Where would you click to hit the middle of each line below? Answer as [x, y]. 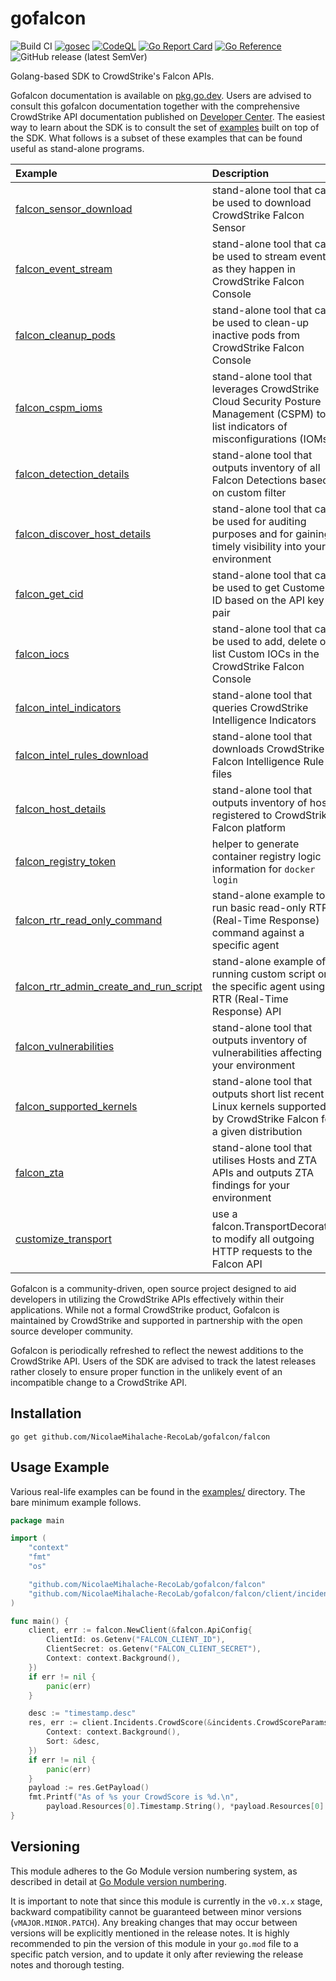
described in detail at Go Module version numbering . [118, 1881]
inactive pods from [255, 335]
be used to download [261, 202]
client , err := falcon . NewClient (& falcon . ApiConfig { [140, 1630]
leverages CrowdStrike [265, 389]
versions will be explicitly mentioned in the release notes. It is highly [150, 1933]
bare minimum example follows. [76, 1502]
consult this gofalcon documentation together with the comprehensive [155, 106]
